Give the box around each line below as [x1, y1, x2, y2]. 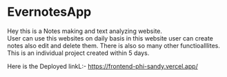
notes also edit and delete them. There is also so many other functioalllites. [7, 41, 221, 49]
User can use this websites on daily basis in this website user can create [7, 34, 214, 42]
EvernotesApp [7, 4, 92, 20]
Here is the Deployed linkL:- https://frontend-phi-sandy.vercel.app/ [7, 62, 198, 70]
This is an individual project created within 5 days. [7, 49, 150, 57]
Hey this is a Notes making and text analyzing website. [7, 27, 163, 35]
